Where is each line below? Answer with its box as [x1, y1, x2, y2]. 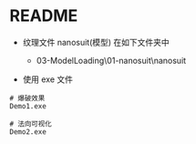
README [9, 5, 78, 26]
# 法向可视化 [9, 119, 52, 129]
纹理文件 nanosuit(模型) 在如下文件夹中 [22, 36, 170, 47]
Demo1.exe [9, 101, 47, 110]
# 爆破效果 [9, 93, 46, 103]
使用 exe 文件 [22, 74, 74, 85]
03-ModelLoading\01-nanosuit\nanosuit [36, 55, 187, 66]
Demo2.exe [9, 127, 47, 137]
